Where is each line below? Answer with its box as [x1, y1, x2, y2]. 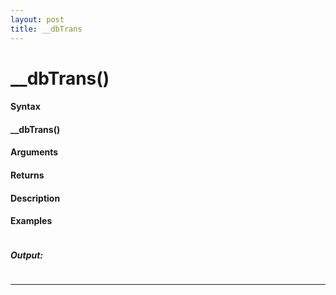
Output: [10, 249, 44, 261]
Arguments [10, 146, 59, 158]
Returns [10, 169, 45, 181]
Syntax [10, 101, 41, 113]
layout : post [10, 14, 65, 25]
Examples [10, 215, 53, 227]
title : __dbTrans [10, 24, 83, 34]
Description [10, 192, 61, 204]
